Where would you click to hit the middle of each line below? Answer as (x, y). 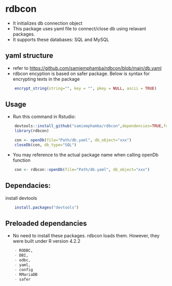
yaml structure (29, 56)
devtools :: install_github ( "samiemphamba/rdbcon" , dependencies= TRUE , (89, 126)
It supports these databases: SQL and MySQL (61, 40)
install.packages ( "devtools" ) (47, 207)
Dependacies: (28, 186)
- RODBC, (24, 251)
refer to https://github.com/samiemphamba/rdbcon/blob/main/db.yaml (87, 68)
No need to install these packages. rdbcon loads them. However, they (86, 236)
